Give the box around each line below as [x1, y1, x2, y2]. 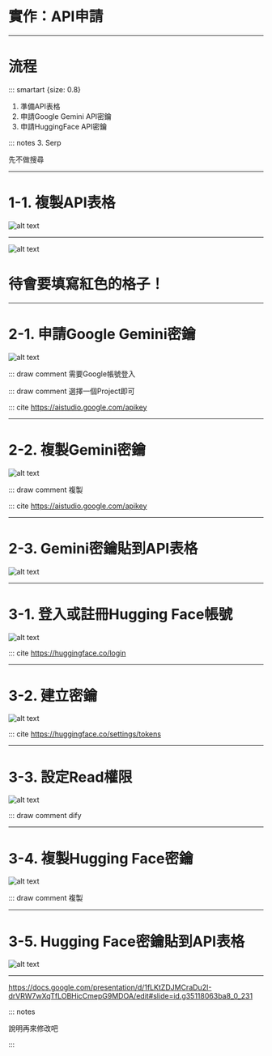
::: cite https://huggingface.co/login [8, 648, 126, 658]
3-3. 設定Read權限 [8, 768, 133, 786]
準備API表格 [19, 101, 61, 111]
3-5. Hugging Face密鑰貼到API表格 [8, 932, 245, 951]
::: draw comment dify [8, 811, 83, 821]
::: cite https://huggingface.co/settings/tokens [8, 729, 162, 739]
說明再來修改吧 [8, 1024, 58, 1033]
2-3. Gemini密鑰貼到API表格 [8, 539, 198, 558]
